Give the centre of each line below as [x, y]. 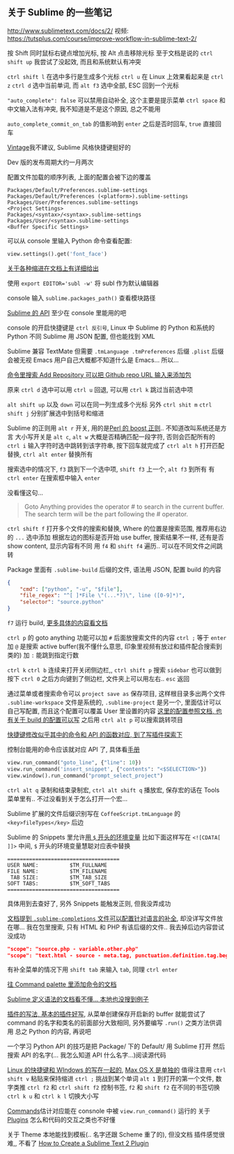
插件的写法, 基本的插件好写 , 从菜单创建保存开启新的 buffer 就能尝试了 [107, 1014]
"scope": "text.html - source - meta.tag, [70, 956]
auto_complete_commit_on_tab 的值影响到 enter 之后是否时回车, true [104, 124]
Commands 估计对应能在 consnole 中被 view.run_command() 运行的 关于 [109, 1111]
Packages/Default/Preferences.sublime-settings [78, 190]
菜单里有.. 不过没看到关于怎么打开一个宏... [68, 798]
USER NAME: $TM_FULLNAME [57, 865]
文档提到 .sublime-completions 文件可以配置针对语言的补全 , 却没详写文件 [112, 918]
